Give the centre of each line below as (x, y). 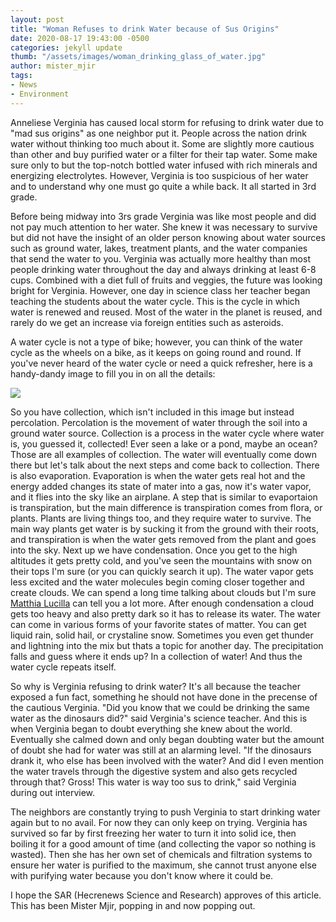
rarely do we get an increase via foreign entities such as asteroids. (147, 322)
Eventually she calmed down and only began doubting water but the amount (167, 739)
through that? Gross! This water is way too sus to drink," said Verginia (153, 782)
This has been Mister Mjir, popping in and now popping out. (133, 905)
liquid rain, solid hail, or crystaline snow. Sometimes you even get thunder (162, 635)
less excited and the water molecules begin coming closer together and (157, 582)
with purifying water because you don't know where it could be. (142, 875)
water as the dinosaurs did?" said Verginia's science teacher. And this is (159, 718)
